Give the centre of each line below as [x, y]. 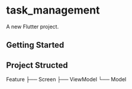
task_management [53, 10]
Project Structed [37, 65]
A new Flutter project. [33, 27]
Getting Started [35, 45]
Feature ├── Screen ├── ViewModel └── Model [66, 80]
